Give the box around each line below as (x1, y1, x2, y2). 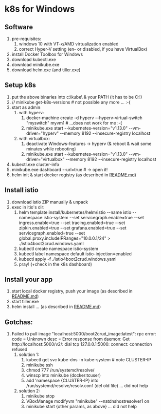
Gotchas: (4, 318, 33, 326)
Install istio (4, 186, 38, 194)
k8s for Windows (4, 3, 75, 15)
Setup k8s (4, 81, 36, 89)
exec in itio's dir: (11, 204, 45, 210)
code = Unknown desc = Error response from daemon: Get (11, 336, 130, 342)
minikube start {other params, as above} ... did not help (26, 404, 137, 410)
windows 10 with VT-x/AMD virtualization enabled (18, 41, 119, 47)
